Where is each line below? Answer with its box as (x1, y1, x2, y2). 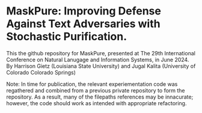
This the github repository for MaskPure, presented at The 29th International (6, 49, 195, 56)
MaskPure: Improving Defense (6, 4, 161, 18)
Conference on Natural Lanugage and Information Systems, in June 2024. (6, 56, 189, 63)
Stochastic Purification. (6, 30, 127, 43)
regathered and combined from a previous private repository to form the (6, 87, 185, 94)
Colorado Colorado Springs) (6, 69, 76, 76)
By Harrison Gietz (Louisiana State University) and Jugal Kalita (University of (6, 62, 196, 70)
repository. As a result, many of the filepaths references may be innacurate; (6, 93, 194, 100)
